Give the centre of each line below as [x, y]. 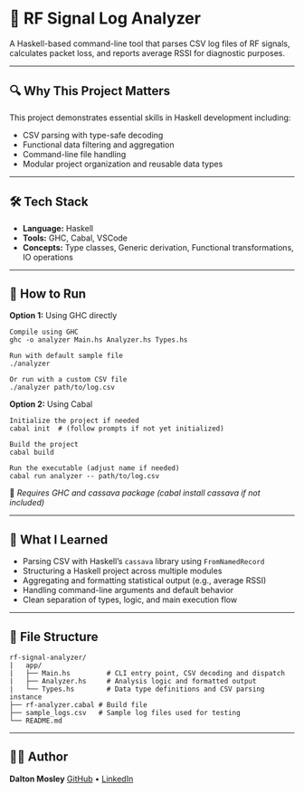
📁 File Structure [54, 637]
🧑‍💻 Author [39, 757]
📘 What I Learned [59, 539]
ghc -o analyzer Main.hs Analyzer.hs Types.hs [99, 340]
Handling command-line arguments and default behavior [128, 590]
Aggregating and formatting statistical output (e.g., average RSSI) [144, 581]
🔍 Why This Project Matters [90, 91]
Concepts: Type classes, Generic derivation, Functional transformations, [158, 247]
